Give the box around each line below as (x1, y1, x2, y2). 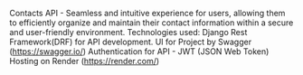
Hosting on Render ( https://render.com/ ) (9, 56, 160, 66)
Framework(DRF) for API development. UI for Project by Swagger (9, 36, 251, 47)
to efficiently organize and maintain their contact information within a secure (9, 17, 294, 28)
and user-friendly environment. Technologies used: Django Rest (9, 27, 248, 37)
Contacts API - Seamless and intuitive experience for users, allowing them (9, 8, 286, 18)
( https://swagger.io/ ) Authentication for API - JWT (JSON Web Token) (9, 46, 270, 57)
